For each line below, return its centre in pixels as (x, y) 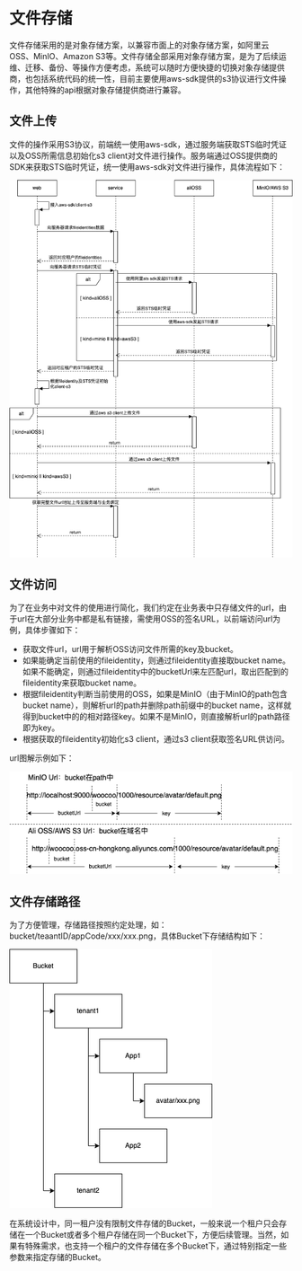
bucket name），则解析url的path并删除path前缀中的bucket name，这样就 (157, 705)
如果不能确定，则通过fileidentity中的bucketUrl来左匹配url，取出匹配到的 (155, 672)
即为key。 (41, 728)
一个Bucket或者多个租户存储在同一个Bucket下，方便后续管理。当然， (153, 1235)
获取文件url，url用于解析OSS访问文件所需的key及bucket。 (130, 649)
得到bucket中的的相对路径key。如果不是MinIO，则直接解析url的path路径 (156, 717)
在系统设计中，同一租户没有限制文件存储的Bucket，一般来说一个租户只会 (144, 1223)
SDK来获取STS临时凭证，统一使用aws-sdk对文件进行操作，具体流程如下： (147, 166)
